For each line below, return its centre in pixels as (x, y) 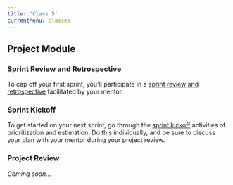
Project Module (42, 49)
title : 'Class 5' (33, 14)
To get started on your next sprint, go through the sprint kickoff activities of (116, 125)
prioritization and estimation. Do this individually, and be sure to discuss (112, 133)
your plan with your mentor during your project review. (86, 140)
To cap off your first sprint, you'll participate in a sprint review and (103, 84)
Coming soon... (29, 174)
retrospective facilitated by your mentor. (65, 91)
